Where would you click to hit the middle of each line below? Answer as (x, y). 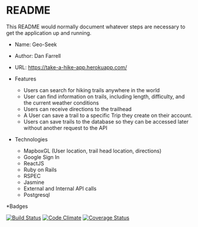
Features (25, 79)
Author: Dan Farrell (38, 56)
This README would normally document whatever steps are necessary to (96, 27)
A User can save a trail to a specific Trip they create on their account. (108, 115)
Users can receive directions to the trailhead (77, 109)
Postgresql (37, 194)
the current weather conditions (61, 103)
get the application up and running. (49, 33)
